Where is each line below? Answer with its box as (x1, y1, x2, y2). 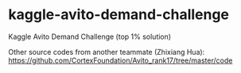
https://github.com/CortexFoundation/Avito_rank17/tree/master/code (8, 56, 233, 65)
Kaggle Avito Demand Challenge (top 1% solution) (8, 32, 172, 41)
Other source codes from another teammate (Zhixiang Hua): (8, 47, 205, 56)
